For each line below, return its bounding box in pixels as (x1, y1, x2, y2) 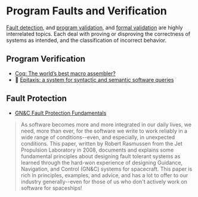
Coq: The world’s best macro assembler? (14, 70, 116, 77)
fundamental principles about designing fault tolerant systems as (20, 152, 181, 159)
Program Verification (6, 54, 85, 64)
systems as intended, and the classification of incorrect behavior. (6, 36, 167, 44)
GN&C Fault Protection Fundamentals (14, 109, 107, 116)
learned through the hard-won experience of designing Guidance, (20, 159, 183, 166)
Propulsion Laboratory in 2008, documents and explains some (20, 146, 174, 153)
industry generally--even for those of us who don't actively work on (20, 178, 188, 185)
